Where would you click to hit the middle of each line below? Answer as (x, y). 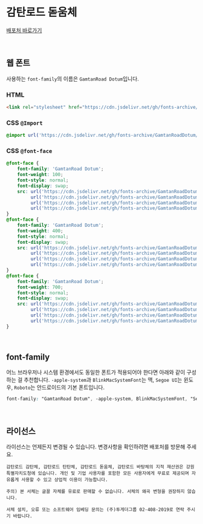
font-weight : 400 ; (40, 231)
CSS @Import (25, 123)
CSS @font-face (29, 151)
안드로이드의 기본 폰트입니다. (70, 387)
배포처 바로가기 (24, 30)
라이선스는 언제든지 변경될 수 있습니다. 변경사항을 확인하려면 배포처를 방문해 (96, 447)
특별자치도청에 (21, 473)
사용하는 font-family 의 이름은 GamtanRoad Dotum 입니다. (72, 79)
